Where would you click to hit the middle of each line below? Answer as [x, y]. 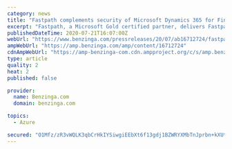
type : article [28, 59]
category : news [29, 14]
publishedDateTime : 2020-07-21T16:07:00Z [68, 33]
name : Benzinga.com [41, 97]
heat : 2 [18, 71]
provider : [21, 91]
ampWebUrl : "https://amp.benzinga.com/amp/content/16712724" [97, 46]
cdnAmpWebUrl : [28, 53]
